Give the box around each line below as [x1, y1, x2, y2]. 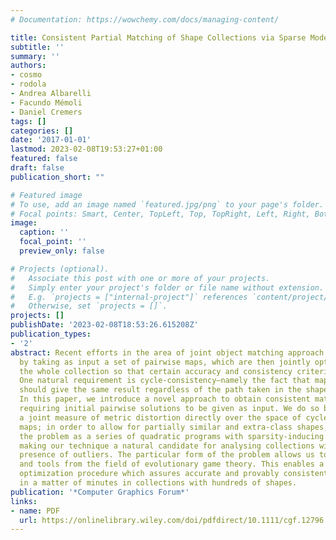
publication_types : [10, 329, 92, 339]
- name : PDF [10, 506, 60, 516]
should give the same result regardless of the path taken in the [19, 385, 302, 395]
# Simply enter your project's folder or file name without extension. [10, 282, 325, 293]
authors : [10, 61, 47, 71]
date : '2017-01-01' [10, 135, 92, 145]
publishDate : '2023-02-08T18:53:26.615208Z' [10, 320, 199, 330]
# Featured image [10, 190, 83, 200]
